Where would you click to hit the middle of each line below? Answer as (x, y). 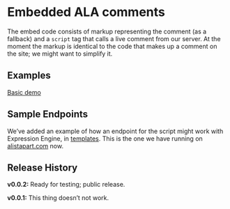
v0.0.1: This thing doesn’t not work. (58, 198)
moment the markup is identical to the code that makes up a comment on (112, 46)
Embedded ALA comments (86, 12)
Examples (29, 76)
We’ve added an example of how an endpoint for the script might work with (115, 131)
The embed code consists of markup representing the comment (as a (107, 31)
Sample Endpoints (48, 115)
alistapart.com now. (36, 146)
